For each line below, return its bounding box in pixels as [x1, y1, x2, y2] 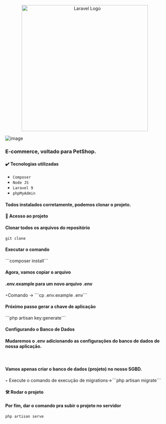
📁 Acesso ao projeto [5, 213, 48, 219]
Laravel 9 [12, 186, 34, 191]
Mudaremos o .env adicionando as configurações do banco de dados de [5, 338, 160, 344]
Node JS [12, 180, 29, 185]
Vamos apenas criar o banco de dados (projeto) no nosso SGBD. [5, 366, 142, 372]
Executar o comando [5, 246, 49, 252]
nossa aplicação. [5, 343, 42, 349]
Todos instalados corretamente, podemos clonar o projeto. [5, 201, 131, 207]
